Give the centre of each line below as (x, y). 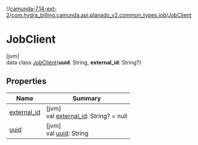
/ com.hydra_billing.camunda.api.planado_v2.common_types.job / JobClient (100, 15)
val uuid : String (67, 133)
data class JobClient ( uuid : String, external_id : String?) (74, 62)
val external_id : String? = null (87, 116)
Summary (87, 98)
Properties (26, 82)
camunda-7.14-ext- (33, 9)
